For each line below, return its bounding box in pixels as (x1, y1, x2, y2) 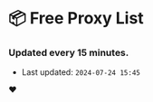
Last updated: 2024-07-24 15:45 (21, 67, 141, 78)
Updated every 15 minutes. (8, 47, 129, 60)
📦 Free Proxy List (8, 8, 144, 29)
